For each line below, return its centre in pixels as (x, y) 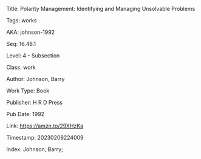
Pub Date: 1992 (25, 114)
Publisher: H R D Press (34, 102)
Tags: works (22, 20)
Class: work (21, 67)
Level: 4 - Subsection (33, 56)
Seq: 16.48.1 (21, 44)
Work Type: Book (28, 91)
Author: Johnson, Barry (36, 79)
